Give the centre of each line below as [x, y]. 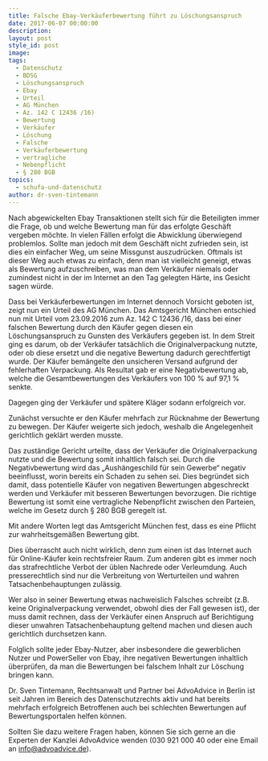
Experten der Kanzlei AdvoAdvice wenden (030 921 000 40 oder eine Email [133, 740]
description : [30, 31]
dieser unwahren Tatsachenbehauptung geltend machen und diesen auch [130, 625]
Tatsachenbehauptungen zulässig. [65, 584]
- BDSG [26, 75]
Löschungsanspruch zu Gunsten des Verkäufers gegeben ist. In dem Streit [132, 336]
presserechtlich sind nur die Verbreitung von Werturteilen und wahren [124, 576]
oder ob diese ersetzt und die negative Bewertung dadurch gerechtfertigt [130, 352]
